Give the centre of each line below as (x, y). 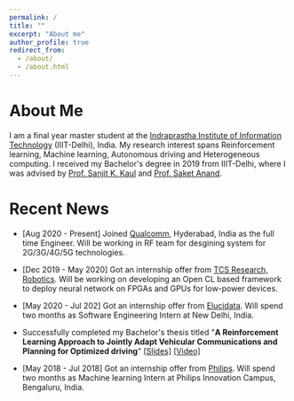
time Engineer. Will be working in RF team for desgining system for (144, 243)
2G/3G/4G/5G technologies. (74, 252)
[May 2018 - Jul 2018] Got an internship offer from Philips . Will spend (148, 368)
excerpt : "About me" (48, 34)
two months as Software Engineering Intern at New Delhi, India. (138, 315)
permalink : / (33, 17)
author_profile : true (49, 42)
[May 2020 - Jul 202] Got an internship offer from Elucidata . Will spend (152, 305)
